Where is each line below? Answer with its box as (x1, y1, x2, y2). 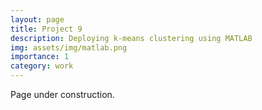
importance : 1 (10, 52, 70, 62)
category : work (10, 61, 74, 71)
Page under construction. (10, 89, 115, 100)
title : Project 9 (10, 24, 83, 34)
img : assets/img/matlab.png (10, 42, 128, 53)
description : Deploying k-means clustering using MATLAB (10, 33, 253, 43)
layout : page (10, 14, 65, 25)
